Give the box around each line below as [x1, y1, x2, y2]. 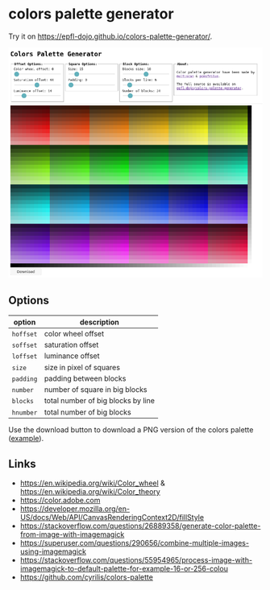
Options [8, 293, 50, 307]
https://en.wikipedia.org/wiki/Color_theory [19, 486, 161, 496]
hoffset [11, 330, 38, 338]
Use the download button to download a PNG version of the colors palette [8, 425, 254, 435]
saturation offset [44, 340, 99, 350]
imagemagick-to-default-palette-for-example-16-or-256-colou [19, 563, 228, 573]
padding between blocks [44, 373, 127, 383]
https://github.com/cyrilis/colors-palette [19, 572, 153, 582]
